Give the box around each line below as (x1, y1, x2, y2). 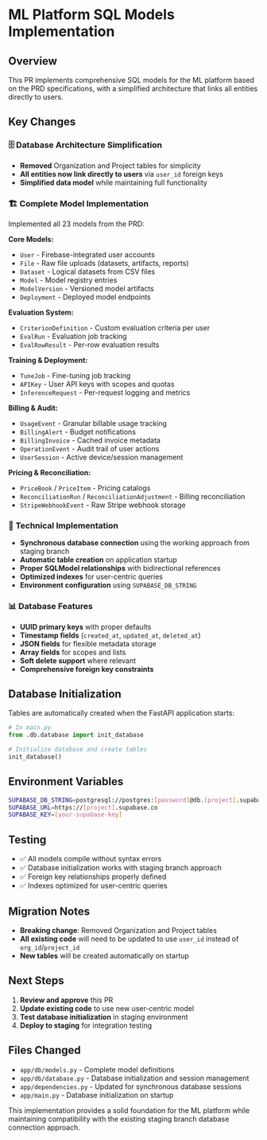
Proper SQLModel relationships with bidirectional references (19, 564, 221, 573)
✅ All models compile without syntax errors (19, 854, 162, 864)
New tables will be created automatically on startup (19, 951, 189, 960)
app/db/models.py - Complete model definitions (19, 1064, 175, 1074)
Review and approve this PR (19, 995, 114, 1005)
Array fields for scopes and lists (19, 647, 126, 657)
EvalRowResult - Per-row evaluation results (19, 340, 160, 349)
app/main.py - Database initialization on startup (19, 1090, 174, 1099)
